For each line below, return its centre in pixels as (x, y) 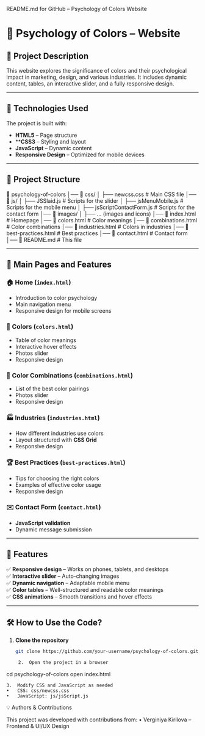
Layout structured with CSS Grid (56, 440)
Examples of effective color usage (58, 484)
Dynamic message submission (53, 529)
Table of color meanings (45, 340)
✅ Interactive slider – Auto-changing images (63, 576)
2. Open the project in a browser (63, 663)
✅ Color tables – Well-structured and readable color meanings (85, 589)
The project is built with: (37, 123)
